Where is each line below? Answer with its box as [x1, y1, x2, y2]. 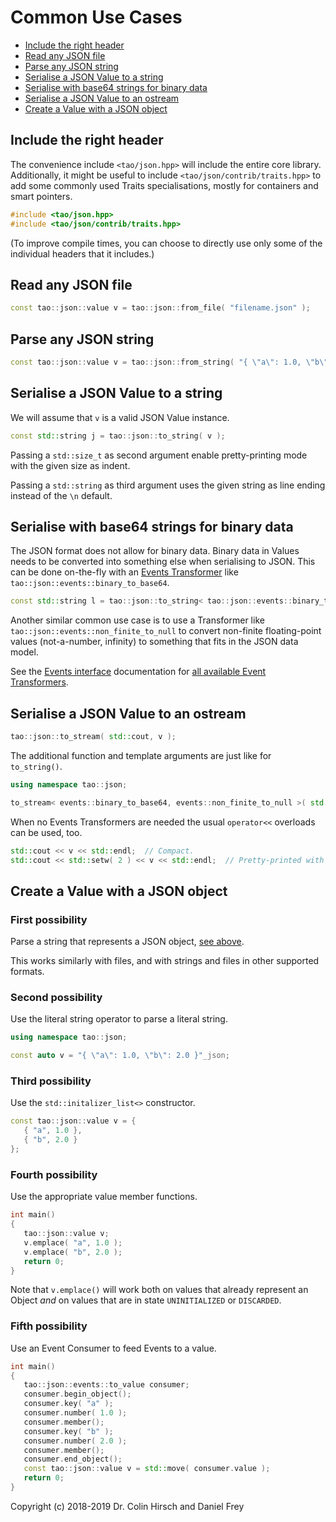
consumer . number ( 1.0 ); [23, 1408, 128, 1418]
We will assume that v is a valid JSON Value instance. [10, 411, 230, 423]
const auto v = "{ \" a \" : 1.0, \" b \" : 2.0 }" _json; [10, 1051, 230, 1061]
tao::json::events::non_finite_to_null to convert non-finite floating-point [10, 625, 322, 637]
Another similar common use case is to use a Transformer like [10, 614, 265, 626]
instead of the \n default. [10, 489, 113, 501]
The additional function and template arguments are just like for [10, 749, 272, 761]
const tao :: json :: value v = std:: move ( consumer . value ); [23, 1464, 271, 1474]
